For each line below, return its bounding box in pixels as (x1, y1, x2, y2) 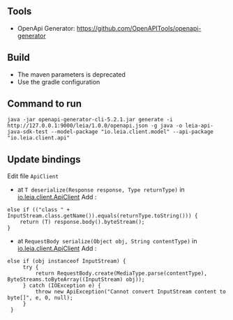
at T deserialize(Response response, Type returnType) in (17, 185, 185, 194)
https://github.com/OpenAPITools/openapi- (76, 24, 202, 32)
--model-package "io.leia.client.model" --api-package (51, 128, 214, 135)
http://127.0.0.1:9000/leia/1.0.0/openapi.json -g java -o (7, 122, 183, 130)
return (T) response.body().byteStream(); (20, 219, 145, 226)
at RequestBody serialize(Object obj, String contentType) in (17, 237, 197, 245)
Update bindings (7, 153, 82, 165)
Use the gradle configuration (17, 77, 100, 86)
